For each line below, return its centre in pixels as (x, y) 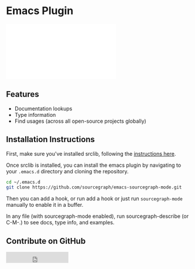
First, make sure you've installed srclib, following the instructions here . (91, 153)
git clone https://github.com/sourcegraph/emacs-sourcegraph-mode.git (94, 187)
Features (23, 94)
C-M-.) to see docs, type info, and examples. (60, 223)
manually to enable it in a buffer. (45, 205)
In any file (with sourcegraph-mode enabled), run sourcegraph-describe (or (97, 216)
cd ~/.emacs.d (23, 182)
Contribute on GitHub (46, 241)
